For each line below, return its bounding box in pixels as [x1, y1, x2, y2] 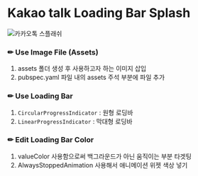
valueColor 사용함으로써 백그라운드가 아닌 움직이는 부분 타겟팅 [17, 152, 192, 160]
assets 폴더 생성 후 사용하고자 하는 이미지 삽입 [17, 64, 147, 73]
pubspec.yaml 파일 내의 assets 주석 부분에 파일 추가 [17, 73, 165, 82]
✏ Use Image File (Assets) [7, 47, 99, 57]
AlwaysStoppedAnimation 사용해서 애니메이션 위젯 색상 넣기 [17, 160, 188, 169]
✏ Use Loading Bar [7, 91, 73, 101]
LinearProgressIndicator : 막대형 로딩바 [17, 117, 133, 125]
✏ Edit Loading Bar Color [7, 135, 94, 145]
